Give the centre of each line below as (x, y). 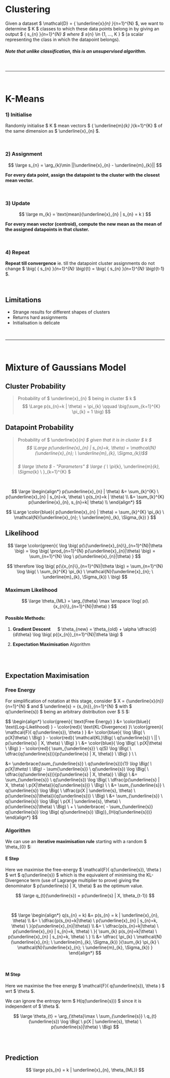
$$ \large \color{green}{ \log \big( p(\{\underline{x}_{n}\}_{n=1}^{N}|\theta (85, 545)
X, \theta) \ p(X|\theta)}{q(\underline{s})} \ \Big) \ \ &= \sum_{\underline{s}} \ (85, 785)
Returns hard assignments (40, 317)
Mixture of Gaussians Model (66, 368)
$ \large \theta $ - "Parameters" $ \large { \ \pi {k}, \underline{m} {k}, (89, 466)
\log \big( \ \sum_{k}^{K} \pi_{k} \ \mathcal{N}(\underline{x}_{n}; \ (85, 571)
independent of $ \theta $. (33, 1006)
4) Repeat (18, 252)
